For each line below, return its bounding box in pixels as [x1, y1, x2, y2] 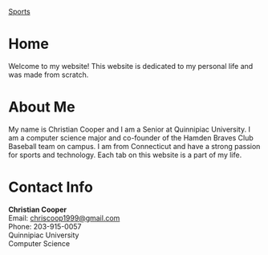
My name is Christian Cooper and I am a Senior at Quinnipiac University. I [8, 124, 251, 134]
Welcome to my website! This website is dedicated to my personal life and [8, 61, 254, 71]
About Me [8, 98, 75, 116]
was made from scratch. [8, 70, 89, 79]
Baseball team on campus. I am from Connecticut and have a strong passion [8, 141, 261, 151]
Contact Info [8, 178, 94, 196]
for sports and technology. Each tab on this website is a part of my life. [8, 150, 242, 160]
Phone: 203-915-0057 [8, 221, 82, 231]
